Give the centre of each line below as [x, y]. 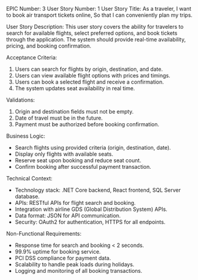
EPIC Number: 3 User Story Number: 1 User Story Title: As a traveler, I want [99, 9]
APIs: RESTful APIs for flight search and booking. [75, 203]
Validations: [21, 100]
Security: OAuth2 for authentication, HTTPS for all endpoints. [90, 222]
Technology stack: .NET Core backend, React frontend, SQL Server [98, 190]
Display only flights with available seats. [64, 154]
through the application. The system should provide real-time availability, [96, 39]
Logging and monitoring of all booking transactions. [78, 271]
